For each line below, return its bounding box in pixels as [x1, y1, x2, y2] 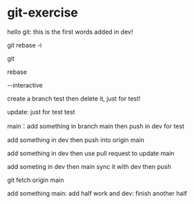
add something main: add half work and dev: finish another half [7, 189, 188, 197]
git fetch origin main [7, 176, 64, 184]
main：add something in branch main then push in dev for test [7, 122, 184, 130]
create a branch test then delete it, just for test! [7, 94, 141, 103]
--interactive [7, 81, 43, 89]
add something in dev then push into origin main [7, 136, 145, 144]
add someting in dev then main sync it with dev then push [7, 162, 171, 170]
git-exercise [7, 5, 78, 21]
